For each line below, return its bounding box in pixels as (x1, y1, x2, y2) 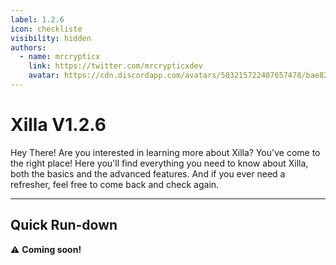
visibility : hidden (10, 33, 92, 43)
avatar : (28, 71, 60, 81)
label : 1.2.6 (10, 14, 65, 25)
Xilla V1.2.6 (10, 114, 107, 136)
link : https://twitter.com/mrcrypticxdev (28, 61, 203, 71)
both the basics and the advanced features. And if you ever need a (10, 167, 286, 180)
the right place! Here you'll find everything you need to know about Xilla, (10, 157, 309, 169)
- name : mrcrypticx (19, 52, 101, 62)
